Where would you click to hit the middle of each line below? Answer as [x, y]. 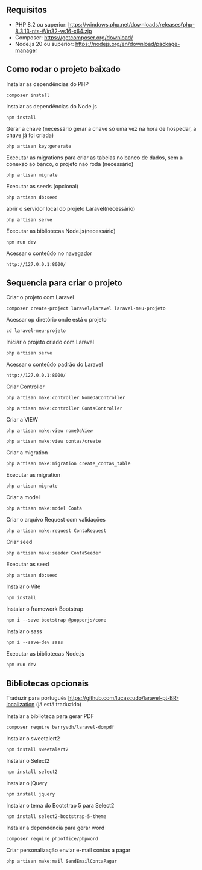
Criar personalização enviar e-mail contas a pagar [68, 850]
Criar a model [23, 497]
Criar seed [19, 542]
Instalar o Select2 [28, 761]
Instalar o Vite [24, 586]
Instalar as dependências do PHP [48, 84]
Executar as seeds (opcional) [43, 186]
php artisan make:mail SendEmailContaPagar [62, 862]
